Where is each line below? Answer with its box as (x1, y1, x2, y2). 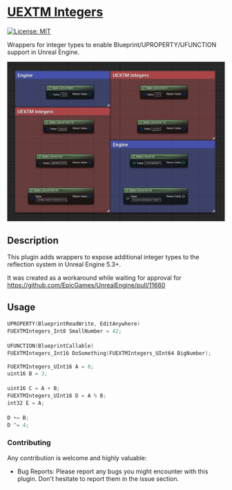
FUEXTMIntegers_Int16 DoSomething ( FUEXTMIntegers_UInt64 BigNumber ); (7, 349, 212, 357)
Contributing (7, 438, 51, 448)
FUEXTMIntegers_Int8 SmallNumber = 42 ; (7, 328, 122, 335)
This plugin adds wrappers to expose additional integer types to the (7, 253, 200, 261)
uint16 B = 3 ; (7, 370, 48, 378)
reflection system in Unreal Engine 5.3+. (7, 261, 122, 269)
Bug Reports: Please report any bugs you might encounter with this (17, 467, 209, 475)
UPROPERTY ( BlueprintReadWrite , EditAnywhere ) (7, 320, 140, 328)
